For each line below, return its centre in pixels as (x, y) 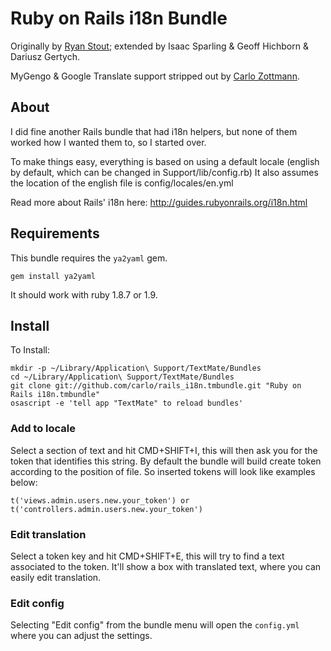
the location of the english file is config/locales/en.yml (122, 183)
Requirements (55, 233)
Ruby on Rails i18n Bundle (119, 18)
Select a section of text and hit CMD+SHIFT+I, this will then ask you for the (164, 450)
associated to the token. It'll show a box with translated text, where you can (166, 566)
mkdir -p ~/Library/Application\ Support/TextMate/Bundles (136, 368)
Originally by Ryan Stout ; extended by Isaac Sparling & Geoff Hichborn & (159, 46)
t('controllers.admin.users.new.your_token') (106, 509)
